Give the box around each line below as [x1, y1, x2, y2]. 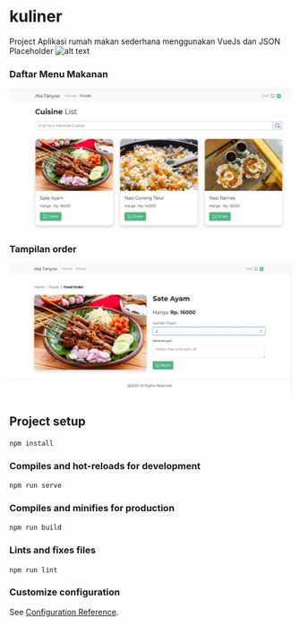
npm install [9, 439, 54, 448]
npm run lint [9, 565, 58, 575]
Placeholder [9, 45, 54, 56]
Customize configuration [9, 586, 121, 598]
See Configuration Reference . [9, 606, 119, 617]
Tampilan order [9, 242, 77, 255]
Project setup [9, 414, 87, 430]
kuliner [9, 6, 63, 27]
